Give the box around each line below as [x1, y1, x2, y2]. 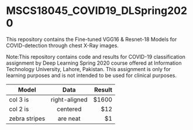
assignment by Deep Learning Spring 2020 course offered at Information [6, 59, 182, 66]
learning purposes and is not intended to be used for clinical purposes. [6, 72, 177, 79]
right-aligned [50, 95, 88, 103]
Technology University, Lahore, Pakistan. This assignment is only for [6, 65, 171, 72]
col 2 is [9, 105, 29, 113]
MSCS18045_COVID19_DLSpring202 [6, 4, 188, 17]
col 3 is [9, 95, 29, 103]
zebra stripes [9, 114, 46, 122]
